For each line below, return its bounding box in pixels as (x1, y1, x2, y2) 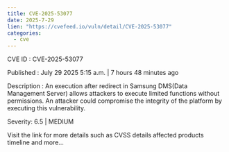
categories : (7, 29, 42, 37)
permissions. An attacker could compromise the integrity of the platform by (7, 96, 222, 105)
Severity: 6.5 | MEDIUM (7, 117, 74, 126)
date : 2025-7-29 (7, 17, 54, 24)
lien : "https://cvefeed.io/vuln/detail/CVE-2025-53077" (7, 23, 172, 30)
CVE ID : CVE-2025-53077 (7, 55, 83, 63)
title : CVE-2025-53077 (7, 10, 73, 17)
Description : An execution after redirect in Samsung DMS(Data (7, 82, 188, 90)
